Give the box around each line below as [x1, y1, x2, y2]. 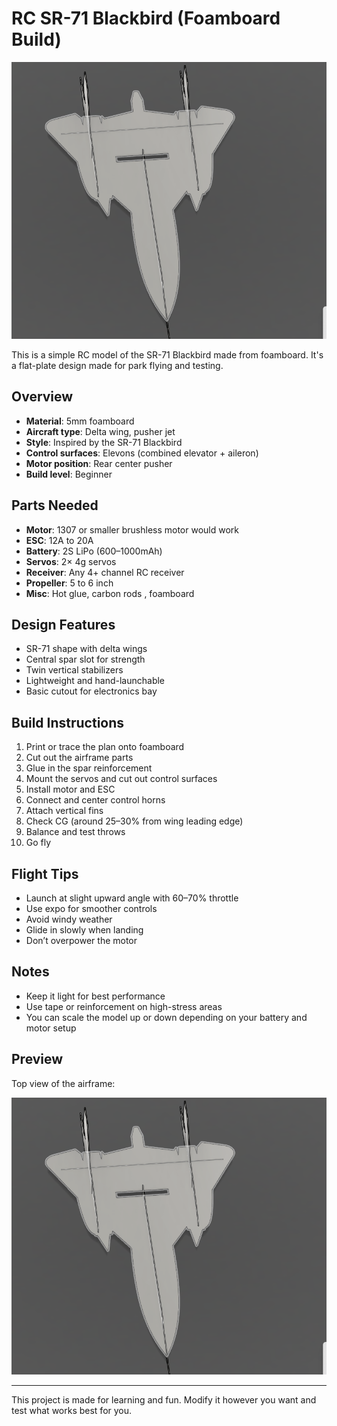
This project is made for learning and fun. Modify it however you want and [11, 1393, 317, 1406]
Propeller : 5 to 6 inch [25, 577, 114, 589]
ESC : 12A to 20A [25, 534, 94, 546]
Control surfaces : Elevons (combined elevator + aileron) [25, 447, 259, 459]
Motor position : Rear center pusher [25, 457, 173, 469]
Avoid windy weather [25, 913, 113, 926]
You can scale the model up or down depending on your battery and [25, 1011, 308, 1023]
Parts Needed [11, 497, 99, 514]
